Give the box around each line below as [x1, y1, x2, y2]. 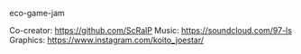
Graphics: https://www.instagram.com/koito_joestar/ [9, 35, 205, 45]
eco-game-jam [9, 8, 65, 18]
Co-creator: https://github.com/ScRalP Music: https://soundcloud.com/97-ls [9, 25, 293, 35]
